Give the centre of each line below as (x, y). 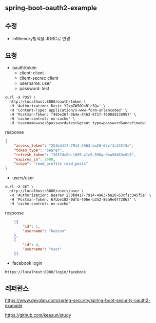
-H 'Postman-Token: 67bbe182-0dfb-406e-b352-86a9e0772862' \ (73, 200)
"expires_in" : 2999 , (35, 159)
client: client (32, 73)
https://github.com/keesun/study (38, 315)
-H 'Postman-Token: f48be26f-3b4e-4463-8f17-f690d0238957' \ (73, 115)
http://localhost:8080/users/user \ (47, 191)
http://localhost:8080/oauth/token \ (48, 102)
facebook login (27, 263)
